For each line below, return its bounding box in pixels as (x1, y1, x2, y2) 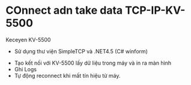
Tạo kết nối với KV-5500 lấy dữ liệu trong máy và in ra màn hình (14, 59, 172, 66)
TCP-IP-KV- (124, 4, 186, 17)
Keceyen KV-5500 (5, 36, 51, 43)
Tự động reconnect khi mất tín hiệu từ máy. (14, 72, 121, 79)
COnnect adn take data (5, 4, 123, 17)
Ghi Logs (14, 65, 37, 72)
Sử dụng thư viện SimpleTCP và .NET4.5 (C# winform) (14, 47, 148, 54)
